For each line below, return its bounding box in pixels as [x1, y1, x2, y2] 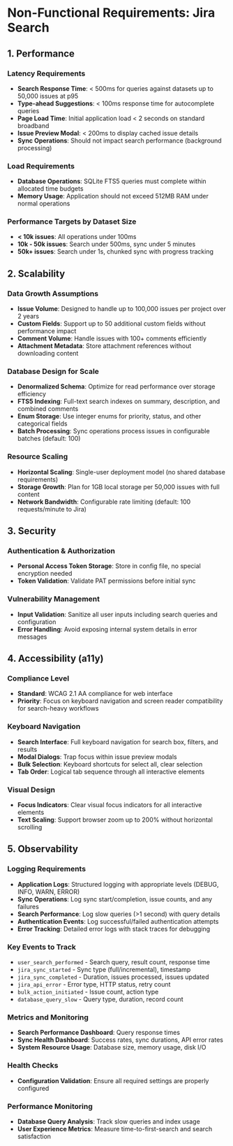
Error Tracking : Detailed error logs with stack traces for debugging [17, 924, 211, 933]
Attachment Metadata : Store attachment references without [17, 342, 192, 350]
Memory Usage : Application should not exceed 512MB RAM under [17, 192, 209, 201]
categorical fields [17, 419, 68, 428]
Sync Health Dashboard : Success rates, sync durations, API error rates [17, 1036, 223, 1044]
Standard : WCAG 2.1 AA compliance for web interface [17, 690, 173, 698]
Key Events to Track [7, 942, 77, 952]
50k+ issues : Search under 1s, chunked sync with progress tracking [17, 247, 214, 256]
